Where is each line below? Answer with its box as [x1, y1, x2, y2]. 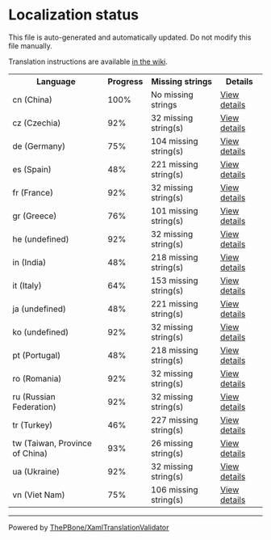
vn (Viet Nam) [12, 489, 66, 500]
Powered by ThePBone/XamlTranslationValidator [8, 522, 169, 532]
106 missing [150, 483, 199, 495]
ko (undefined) [12, 326, 69, 337]
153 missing [150, 275, 199, 286]
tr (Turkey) [12, 419, 53, 430]
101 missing [150, 205, 199, 216]
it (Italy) [12, 280, 42, 291]
